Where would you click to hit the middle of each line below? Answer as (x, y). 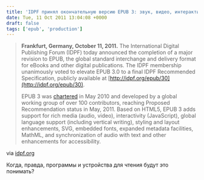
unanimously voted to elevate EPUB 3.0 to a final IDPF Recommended (108, 72)
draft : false (23, 23)
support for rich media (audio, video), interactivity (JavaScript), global (108, 116)
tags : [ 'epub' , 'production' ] (45, 29)
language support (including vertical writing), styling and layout (100, 122)
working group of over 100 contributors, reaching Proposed (95, 103)
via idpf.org (21, 153)
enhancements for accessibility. (61, 142)
